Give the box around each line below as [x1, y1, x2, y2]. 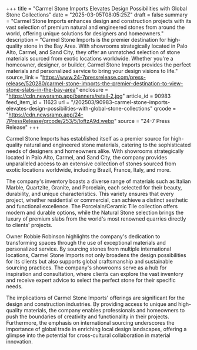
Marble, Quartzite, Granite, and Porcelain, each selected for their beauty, [6, 184, 182, 191]
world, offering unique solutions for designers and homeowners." [6, 30, 164, 37]
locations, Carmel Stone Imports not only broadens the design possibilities [6, 252, 186, 258]
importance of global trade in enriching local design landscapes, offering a [6, 326, 187, 332]
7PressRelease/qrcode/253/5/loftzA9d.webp [6, 118, 115, 124]
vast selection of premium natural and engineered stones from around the [6, 24, 185, 31]
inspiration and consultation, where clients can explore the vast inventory [6, 271, 183, 277]
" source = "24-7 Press [113, 118, 171, 124]
